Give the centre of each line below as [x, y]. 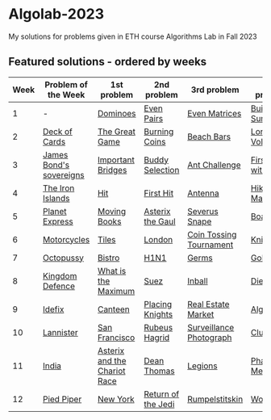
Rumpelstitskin [215, 399]
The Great [116, 132]
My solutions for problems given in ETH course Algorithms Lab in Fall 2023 [133, 36]
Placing [158, 304]
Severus [203, 211]
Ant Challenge [214, 165]
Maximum [116, 291]
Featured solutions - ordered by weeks [108, 62]
